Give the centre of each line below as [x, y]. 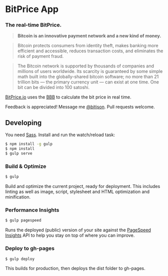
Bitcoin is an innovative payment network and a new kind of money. [89, 36]
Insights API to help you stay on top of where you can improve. [70, 235]
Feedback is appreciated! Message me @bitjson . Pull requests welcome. [80, 107]
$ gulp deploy [20, 259]
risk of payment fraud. [40, 56]
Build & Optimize [26, 166]
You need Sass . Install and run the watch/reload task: [60, 135]
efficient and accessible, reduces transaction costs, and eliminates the [90, 51]
